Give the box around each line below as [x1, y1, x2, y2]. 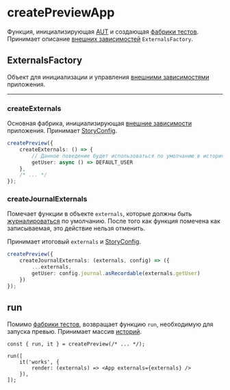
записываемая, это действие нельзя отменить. [7, 224, 146, 232]
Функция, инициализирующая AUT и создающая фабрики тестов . [7, 27, 199, 36]
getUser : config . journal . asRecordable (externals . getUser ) [31, 270, 201, 277]
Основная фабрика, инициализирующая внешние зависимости [7, 119, 192, 127]
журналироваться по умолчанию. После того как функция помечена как [7, 217, 221, 226]
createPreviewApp [7, 5, 115, 21]
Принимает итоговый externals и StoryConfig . [7, 238, 142, 246]
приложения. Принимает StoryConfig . [7, 127, 118, 135]
